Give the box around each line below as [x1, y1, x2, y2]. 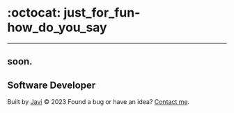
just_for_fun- [63, 5, 141, 21]
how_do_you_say [7, 19, 107, 35]
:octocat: [7, 5, 61, 21]
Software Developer [7, 79, 96, 91]
